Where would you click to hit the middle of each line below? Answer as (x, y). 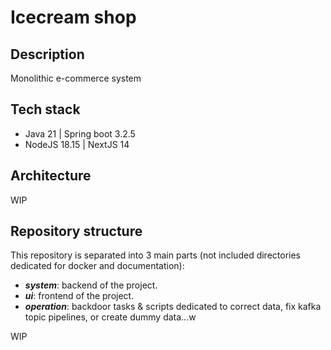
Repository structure (76, 231)
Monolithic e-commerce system (76, 78)
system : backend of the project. (91, 285)
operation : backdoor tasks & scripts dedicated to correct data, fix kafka (173, 307)
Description (47, 54)
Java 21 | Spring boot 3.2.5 (80, 133)
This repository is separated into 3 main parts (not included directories (155, 255)
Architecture (51, 176)
